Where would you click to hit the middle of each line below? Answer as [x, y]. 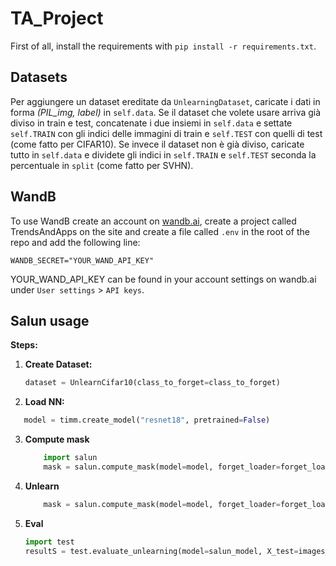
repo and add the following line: [75, 242]
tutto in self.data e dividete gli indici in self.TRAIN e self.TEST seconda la [163, 154]
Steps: [24, 345]
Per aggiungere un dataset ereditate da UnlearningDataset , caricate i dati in [165, 101]
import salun [70, 458]
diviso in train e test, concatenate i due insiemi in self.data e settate [151, 123]
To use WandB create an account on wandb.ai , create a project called [153, 221]
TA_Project [57, 18]
